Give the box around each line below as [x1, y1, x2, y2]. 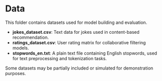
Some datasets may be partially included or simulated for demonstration [5, 65, 154, 71]
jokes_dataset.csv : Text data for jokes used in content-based [12, 29, 140, 35]
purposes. [5, 70, 26, 76]
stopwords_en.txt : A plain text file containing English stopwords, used [12, 50, 158, 56]
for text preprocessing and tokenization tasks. [12, 55, 107, 61]
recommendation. [12, 34, 49, 40]
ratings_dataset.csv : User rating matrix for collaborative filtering [12, 39, 146, 45]
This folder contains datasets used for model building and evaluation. [5, 19, 148, 25]
